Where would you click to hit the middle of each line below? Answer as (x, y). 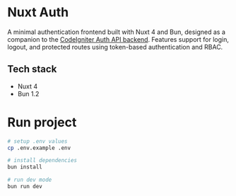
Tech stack (32, 69)
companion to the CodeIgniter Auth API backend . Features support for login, (118, 39)
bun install (25, 167)
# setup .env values (38, 141)
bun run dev (25, 187)
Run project (42, 122)
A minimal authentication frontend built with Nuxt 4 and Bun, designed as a (117, 32)
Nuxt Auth (38, 12)
